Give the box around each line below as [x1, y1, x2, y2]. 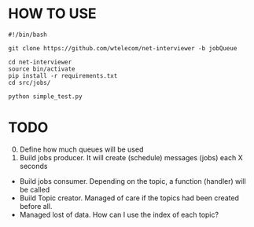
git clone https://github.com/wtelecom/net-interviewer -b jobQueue [8, 44, 237, 52]
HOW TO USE [8, 5, 97, 23]
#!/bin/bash [8, 31, 47, 38]
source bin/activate [8, 64, 76, 73]
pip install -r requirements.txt [8, 71, 118, 79]
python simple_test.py [8, 92, 83, 101]
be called [19, 185, 50, 194]
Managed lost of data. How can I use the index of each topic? [19, 210, 219, 219]
